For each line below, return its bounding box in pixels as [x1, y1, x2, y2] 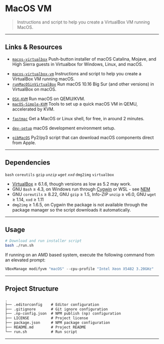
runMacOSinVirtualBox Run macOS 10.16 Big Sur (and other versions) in [12, 81, 154, 87]
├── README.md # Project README [5, 325, 86, 330]
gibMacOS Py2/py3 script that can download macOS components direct [12, 134, 154, 140]
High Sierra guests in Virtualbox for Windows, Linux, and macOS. [12, 61, 143, 67]
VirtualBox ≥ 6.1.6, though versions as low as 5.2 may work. [12, 181, 132, 187]
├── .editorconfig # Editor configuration [5, 302, 99, 307]
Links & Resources [5, 43, 62, 51]
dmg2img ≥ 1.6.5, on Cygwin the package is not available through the [12, 201, 148, 208]
